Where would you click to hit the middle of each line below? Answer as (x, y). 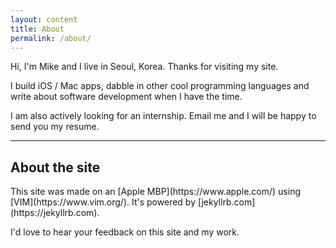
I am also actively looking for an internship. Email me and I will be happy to (163, 116)
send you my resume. (55, 127)
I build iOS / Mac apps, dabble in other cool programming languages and (160, 86)
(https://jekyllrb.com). (55, 213)
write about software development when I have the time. (126, 97)
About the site (55, 167)
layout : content (44, 19)
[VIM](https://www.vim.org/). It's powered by (103, 202)
